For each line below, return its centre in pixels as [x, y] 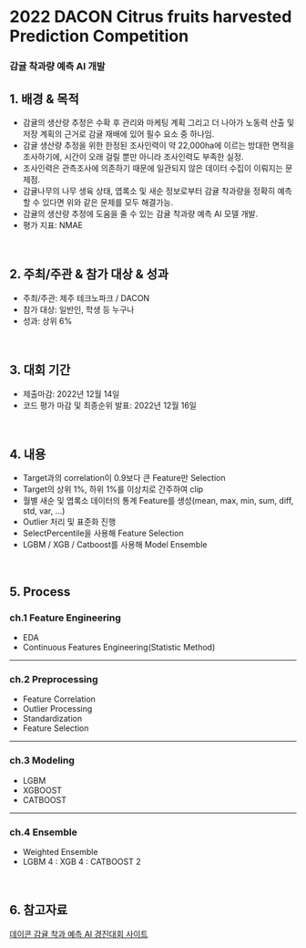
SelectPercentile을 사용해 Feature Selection [103, 533]
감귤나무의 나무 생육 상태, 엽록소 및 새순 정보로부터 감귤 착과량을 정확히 [149, 191]
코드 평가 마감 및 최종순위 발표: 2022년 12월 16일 [110, 405]
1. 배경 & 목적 [44, 99]
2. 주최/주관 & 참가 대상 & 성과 [89, 274]
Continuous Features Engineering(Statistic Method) [119, 647]
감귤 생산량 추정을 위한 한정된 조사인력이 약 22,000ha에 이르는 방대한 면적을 [158, 145]
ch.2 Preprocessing [54, 679]
